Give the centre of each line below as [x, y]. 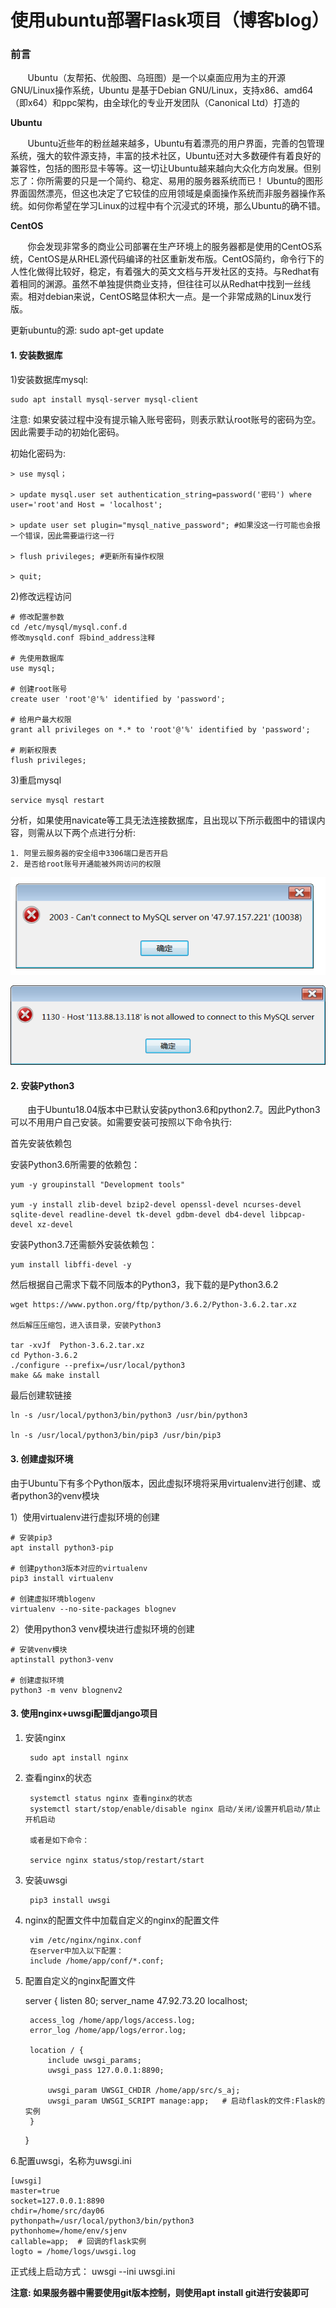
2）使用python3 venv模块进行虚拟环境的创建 [102, 1628]
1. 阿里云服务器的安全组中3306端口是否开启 [89, 853]
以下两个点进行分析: [95, 832]
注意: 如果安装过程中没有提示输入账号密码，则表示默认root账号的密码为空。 [166, 419]
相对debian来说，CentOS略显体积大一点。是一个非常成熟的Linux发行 [169, 297]
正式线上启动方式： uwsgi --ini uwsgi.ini [93, 2271]
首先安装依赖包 [41, 1143]
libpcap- [288, 1215]
